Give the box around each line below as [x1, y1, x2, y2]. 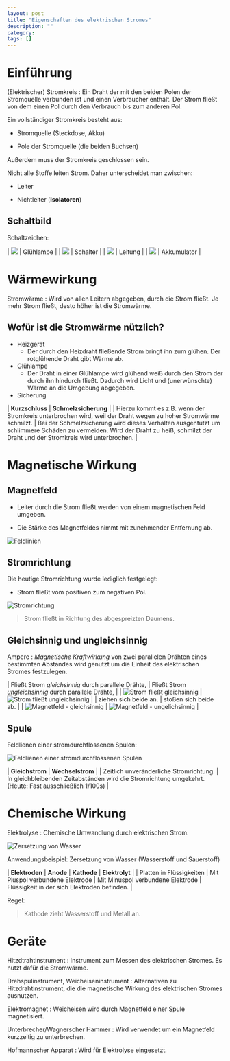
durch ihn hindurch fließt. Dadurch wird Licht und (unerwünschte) [27, 376, 212, 384]
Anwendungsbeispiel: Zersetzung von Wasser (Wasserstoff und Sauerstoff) [7, 855, 220, 863]
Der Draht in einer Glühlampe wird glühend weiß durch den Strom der [27, 369, 223, 377]
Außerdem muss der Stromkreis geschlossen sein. [7, 156, 149, 164]
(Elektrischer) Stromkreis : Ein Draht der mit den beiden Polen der [7, 88, 192, 96]
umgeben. [16, 510, 47, 518]
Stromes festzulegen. [7, 667, 68, 676]
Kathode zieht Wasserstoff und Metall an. [23, 910, 141, 918]
